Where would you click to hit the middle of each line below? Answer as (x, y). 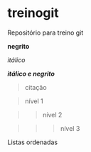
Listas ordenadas (33, 142)
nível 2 (52, 115)
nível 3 (70, 128)
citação (36, 87)
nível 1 (34, 101)
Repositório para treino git (45, 33)
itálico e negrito (31, 74)
